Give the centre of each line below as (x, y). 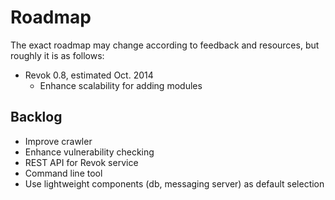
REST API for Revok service (81, 162)
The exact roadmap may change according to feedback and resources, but (165, 45)
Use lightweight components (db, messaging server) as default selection (174, 183)
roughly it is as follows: (57, 55)
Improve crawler (58, 141)
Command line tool (63, 173)
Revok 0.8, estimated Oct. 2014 (89, 75)
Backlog (36, 117)
